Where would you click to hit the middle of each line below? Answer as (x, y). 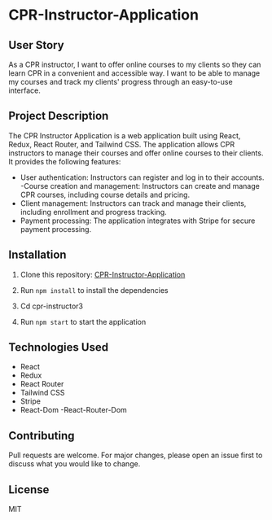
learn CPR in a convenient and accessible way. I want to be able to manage (134, 73)
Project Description (59, 116)
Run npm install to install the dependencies (94, 290)
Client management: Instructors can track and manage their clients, (133, 203)
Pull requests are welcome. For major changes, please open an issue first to (136, 455)
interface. (24, 90)
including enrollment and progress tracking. (93, 212)
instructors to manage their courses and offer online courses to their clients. (136, 153)
